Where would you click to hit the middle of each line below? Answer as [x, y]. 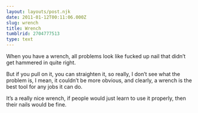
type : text [20, 39]
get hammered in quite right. [41, 62]
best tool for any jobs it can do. [44, 87]
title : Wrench [24, 28]
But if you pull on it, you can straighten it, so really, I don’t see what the [93, 74]
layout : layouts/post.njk [38, 12]
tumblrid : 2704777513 [33, 34]
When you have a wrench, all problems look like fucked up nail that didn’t [96, 56]
